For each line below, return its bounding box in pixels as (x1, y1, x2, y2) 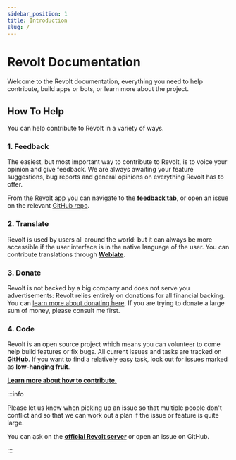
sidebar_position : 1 (7, 10, 68, 18)
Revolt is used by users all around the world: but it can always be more (7, 235, 213, 244)
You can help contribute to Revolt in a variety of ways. (7, 124, 164, 133)
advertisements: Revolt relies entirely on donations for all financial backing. (7, 291, 225, 300)
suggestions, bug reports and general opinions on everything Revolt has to (7, 172, 224, 181)
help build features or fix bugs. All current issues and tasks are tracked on (7, 348, 222, 356)
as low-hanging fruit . (7, 362, 70, 371)
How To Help (7, 105, 65, 117)
